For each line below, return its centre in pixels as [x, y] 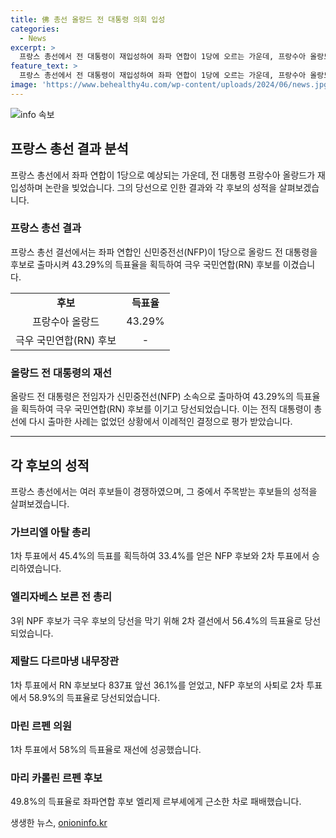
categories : [35, 29]
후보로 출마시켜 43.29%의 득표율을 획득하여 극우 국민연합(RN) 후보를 [145, 264]
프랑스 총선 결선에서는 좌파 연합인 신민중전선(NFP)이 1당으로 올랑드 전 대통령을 [164, 252]
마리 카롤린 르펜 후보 [56, 778]
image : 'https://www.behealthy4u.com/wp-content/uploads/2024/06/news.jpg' [171, 85]
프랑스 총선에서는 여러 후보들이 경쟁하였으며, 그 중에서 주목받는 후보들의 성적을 [164, 491]
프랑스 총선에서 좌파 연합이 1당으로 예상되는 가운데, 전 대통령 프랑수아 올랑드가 [163, 175]
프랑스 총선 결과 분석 [69, 149]
